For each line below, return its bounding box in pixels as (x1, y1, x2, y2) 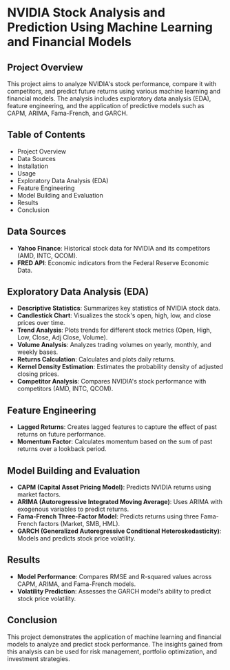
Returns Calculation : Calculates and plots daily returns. (17, 355, 176, 364)
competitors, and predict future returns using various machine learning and (7, 87, 221, 95)
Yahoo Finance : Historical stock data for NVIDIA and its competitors (17, 244, 211, 252)
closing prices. (17, 370, 60, 378)
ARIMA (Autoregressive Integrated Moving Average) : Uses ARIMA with (17, 498, 222, 506)
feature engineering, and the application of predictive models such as (7, 102, 205, 109)
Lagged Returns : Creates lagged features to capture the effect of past (17, 423, 217, 431)
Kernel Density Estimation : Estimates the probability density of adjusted (17, 363, 224, 371)
